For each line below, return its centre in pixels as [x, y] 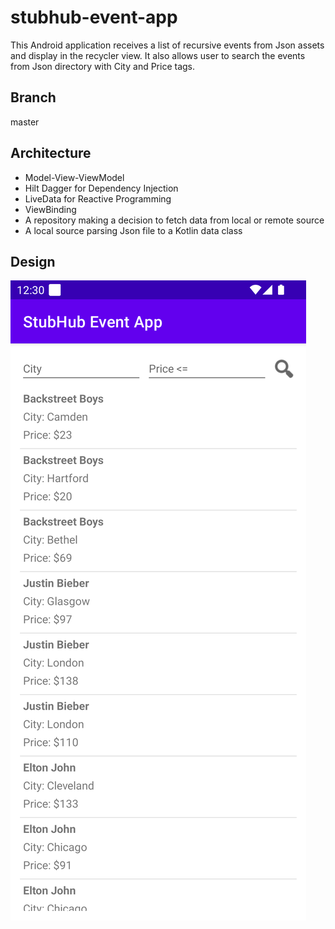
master [25, 122]
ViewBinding [50, 209]
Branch [33, 97]
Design [33, 261]
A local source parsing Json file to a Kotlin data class [133, 230]
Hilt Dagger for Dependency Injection [101, 188]
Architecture [51, 153]
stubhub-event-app [94, 17]
